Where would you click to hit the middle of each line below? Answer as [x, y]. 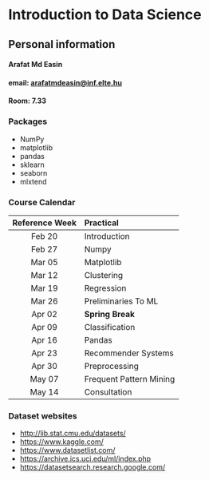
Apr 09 [45, 327]
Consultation [108, 391]
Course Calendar [42, 202]
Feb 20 [44, 236]
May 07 [44, 379]
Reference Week [45, 223]
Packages [28, 121]
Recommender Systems [129, 353]
